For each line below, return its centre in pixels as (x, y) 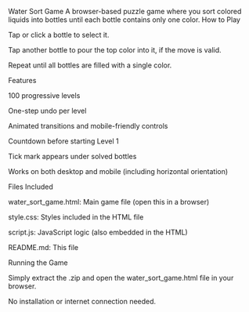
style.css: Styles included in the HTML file (76, 217)
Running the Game (38, 263)
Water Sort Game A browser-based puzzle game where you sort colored (125, 11)
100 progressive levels (44, 96)
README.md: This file (43, 247)
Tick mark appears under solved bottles (72, 156)
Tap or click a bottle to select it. (59, 35)
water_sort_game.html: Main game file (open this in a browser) (109, 202)
